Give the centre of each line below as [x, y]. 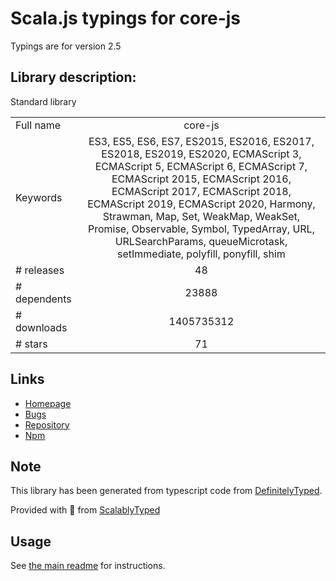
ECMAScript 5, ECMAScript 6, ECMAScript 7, [201, 166]
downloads [41, 327]
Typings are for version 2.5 [66, 46]
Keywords [39, 197]
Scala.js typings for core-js [125, 18]
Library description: [73, 77]
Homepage [48, 403]
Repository [47, 424]
